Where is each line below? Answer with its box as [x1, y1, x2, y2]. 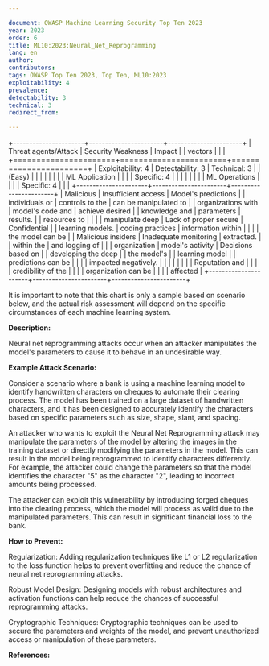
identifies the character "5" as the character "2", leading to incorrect [8, 471, 234, 481]
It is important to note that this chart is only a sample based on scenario [8, 291, 246, 300]
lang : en [8, 49, 38, 57]
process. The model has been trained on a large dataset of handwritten [8, 395, 244, 405]
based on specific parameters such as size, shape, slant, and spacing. [8, 412, 241, 423]
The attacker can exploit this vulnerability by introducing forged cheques [8, 495, 249, 505]
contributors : [8, 64, 56, 72]
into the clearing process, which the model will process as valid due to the [8, 504, 254, 514]
